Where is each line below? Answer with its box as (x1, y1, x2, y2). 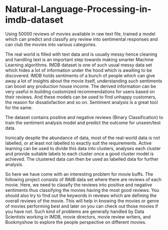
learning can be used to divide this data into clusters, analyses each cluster (5, 145, 161, 151)
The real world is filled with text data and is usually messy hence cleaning (5, 51, 157, 57)
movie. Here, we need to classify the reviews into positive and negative (5, 182, 152, 188)
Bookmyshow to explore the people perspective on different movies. (5, 219, 146, 225)
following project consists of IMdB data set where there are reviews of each (5, 176, 161, 182)
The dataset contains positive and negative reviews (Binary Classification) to (5, 114, 163, 120)
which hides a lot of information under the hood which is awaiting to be (5, 67, 152, 73)
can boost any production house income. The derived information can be (5, 83, 156, 89)
